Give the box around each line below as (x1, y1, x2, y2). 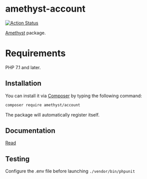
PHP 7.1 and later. (5, 64, 41, 70)
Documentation (5, 126, 56, 135)
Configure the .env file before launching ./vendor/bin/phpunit (5, 168, 135, 174)
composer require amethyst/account (5, 102, 81, 107)
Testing (5, 155, 30, 163)
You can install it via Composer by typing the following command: (5, 93, 142, 99)
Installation (5, 79, 42, 88)
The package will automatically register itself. (5, 111, 100, 117)
